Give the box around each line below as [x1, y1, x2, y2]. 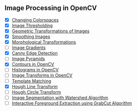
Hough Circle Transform [11, 89, 61, 95]
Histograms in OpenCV [11, 67, 59, 73]
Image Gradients [11, 45, 46, 51]
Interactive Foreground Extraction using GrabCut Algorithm [11, 100, 132, 106]
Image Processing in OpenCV [4, 4, 97, 12]
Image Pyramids [11, 56, 45, 62]
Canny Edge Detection [11, 50, 58, 56]
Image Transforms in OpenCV [11, 72, 73, 78]
